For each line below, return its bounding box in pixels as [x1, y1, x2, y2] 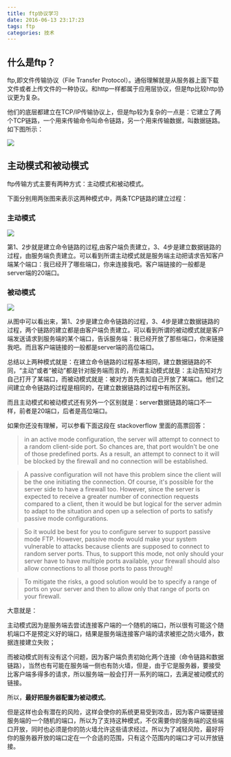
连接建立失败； [12, 638, 56, 647]
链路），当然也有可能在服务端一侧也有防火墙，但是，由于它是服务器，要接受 [7, 661, 221, 670]
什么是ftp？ [7, 56, 56, 68]
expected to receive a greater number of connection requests [23, 493, 199, 501]
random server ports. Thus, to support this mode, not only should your [23, 550, 224, 558]
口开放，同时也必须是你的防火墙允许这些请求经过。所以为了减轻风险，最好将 [7, 725, 224, 734]
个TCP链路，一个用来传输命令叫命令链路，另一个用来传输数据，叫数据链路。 [7, 116, 224, 125]
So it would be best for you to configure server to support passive [23, 528, 211, 536]
